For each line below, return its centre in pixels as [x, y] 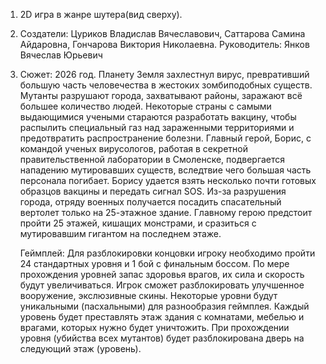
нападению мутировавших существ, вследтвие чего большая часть [165, 170]
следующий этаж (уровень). [80, 348]
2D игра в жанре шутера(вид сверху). [101, 14]
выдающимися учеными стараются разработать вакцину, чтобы [158, 117]
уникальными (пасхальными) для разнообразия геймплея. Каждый [164, 306]
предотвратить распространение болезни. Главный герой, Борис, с [165, 138]
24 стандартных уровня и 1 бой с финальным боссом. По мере [154, 263]
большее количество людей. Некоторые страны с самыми [145, 106]
